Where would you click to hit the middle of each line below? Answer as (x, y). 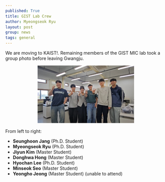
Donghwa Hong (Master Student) (48, 157)
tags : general (20, 38)
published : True (22, 11)
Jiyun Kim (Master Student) (42, 152)
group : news (18, 32)
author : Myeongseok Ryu (31, 21)
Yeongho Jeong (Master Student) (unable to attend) (67, 174)
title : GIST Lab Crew (28, 16)
